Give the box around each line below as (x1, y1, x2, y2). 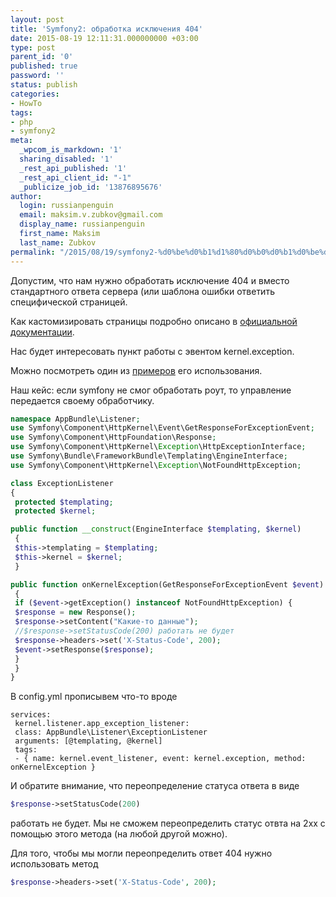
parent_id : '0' (10, 52, 74, 62)
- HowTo (10, 98, 43, 108)
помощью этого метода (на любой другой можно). (10, 828, 228, 840)
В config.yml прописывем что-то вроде (10, 691, 178, 703)
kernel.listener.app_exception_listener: (14, 719, 190, 729)
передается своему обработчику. (10, 394, 155, 406)
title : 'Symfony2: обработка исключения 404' (10, 24, 203, 34)
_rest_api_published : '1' (19, 163, 128, 173)
